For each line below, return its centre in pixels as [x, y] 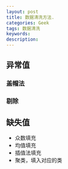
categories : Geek [28, 23]
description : [22, 39]
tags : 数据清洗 [23, 28]
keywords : [18, 34]
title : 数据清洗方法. [30, 17]
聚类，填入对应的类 [38, 160]
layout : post [22, 12]
